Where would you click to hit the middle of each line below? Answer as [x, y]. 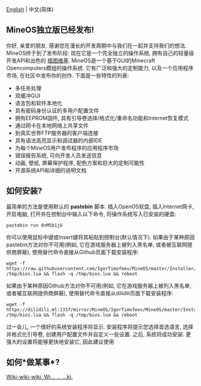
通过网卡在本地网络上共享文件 [51, 125]
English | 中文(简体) [30, 9]
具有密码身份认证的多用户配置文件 [57, 111]
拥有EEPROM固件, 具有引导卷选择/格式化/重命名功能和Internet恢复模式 [102, 118]
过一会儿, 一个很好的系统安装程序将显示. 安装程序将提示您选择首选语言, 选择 [100, 327]
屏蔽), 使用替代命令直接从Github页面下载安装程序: [78, 252]
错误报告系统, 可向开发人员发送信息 [58, 155]
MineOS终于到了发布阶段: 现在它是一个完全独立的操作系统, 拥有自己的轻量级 [100, 53]
